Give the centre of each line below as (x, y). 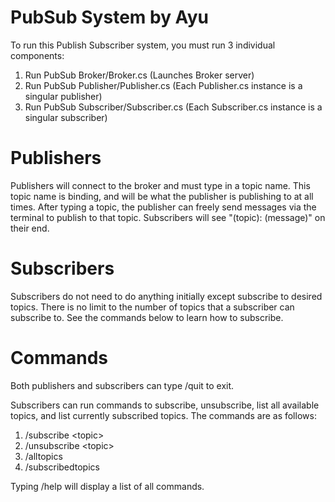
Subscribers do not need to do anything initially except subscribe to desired (166, 296)
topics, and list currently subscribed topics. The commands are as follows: (163, 415)
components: (37, 55)
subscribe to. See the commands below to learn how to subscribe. (147, 317)
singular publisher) (63, 96)
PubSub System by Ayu (109, 17)
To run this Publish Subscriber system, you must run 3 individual (143, 45)
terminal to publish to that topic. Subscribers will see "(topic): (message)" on (168, 217)
